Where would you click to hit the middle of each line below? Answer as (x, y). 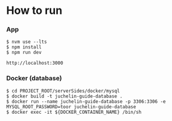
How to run (34, 11)
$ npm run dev (24, 53)
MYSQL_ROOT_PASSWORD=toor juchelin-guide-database (71, 106)
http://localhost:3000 (35, 63)
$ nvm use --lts (27, 42)
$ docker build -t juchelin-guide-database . (64, 96)
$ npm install (24, 47)
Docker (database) (34, 78)
